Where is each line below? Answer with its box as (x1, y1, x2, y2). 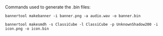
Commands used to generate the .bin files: (5, 4, 91, 10)
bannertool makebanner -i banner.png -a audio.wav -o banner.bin (5, 14, 141, 18)
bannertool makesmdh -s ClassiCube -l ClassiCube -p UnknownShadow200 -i (5, 22, 159, 27)
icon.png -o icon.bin (5, 26, 49, 31)
